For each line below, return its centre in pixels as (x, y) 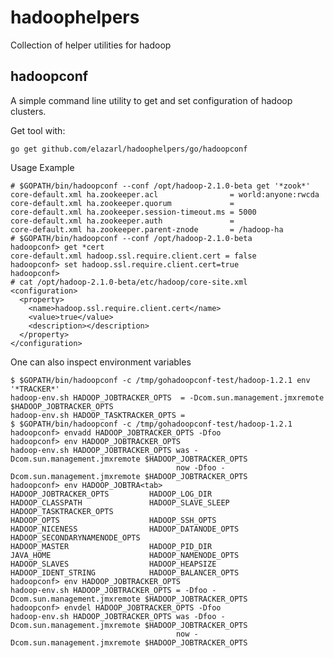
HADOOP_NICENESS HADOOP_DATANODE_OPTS (125, 529)
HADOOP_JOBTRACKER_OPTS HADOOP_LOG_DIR (111, 494)
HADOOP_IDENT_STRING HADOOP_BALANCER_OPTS (125, 572)
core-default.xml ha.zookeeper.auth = (122, 221)
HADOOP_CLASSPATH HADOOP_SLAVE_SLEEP (120, 502)
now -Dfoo (196, 467)
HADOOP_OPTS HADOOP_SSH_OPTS (113, 520)
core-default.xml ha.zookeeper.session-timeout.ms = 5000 (133, 212)
